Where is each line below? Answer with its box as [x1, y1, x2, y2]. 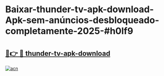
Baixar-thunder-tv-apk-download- [5, 4, 154, 15]
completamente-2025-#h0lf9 [5, 26, 134, 37]
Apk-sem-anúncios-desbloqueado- [5, 14, 159, 26]
